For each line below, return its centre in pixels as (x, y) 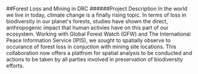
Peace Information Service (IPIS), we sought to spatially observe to (89, 40)
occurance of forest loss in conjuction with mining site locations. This (91, 47)
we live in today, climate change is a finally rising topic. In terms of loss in (96, 15)
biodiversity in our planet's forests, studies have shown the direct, (87, 21)
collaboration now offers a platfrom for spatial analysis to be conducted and (99, 53)
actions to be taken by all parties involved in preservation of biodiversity (95, 59)
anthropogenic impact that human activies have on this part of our (87, 27)
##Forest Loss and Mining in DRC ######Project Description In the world (97, 9)
